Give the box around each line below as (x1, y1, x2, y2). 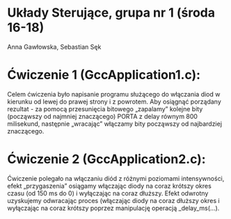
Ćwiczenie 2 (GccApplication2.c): (7, 152, 207, 168)
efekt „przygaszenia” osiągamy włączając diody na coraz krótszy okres (7, 181, 212, 190)
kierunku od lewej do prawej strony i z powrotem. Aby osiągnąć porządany (7, 97, 221, 106)
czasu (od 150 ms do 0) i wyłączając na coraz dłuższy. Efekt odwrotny (7, 189, 209, 197)
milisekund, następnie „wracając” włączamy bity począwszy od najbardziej (7, 120, 223, 128)
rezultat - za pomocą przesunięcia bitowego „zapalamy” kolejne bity (7, 104, 203, 113)
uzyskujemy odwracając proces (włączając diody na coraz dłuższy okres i (7, 196, 221, 204)
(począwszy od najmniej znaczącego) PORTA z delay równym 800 (7, 112, 198, 120)
